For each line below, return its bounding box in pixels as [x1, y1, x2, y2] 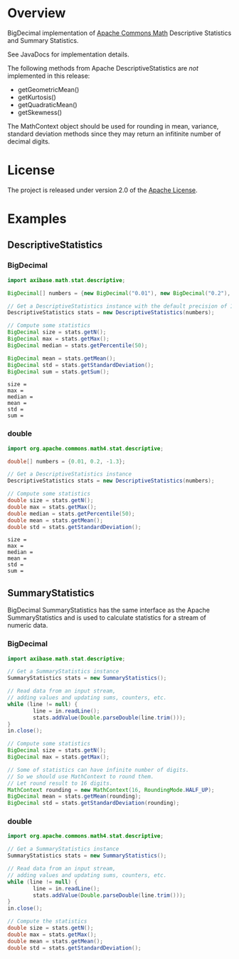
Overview [7, 5, 66, 21]
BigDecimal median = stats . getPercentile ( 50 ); [7, 341, 148, 349]
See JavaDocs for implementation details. [7, 50, 129, 59]
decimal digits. [7, 137, 51, 146]
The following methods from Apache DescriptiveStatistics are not [7, 64, 199, 72]
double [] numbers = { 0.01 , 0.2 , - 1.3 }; [7, 458, 126, 465]
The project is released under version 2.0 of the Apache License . [7, 186, 198, 194]
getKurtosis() [17, 93, 57, 101]
